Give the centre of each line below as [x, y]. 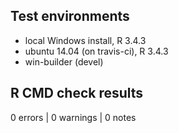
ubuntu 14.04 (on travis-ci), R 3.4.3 [96, 51]
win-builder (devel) [64, 61]
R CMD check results [77, 93]
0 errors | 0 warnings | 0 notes [73, 117]
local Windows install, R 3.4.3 [85, 40]
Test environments [70, 16]
